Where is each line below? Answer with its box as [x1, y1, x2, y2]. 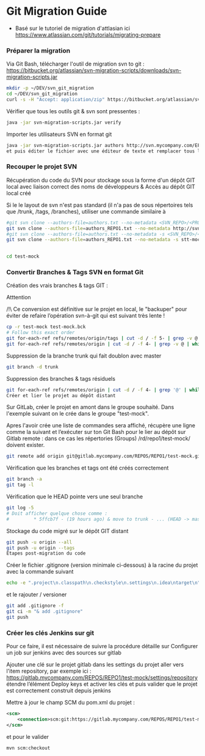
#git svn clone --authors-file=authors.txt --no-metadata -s [6, 231, 165, 237]
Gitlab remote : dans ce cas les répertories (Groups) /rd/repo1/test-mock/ [6, 435, 190, 442]
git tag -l [6, 482, 34, 488]
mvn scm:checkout [6, 745, 51, 751]
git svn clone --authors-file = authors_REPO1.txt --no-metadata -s [6, 237, 179, 243]
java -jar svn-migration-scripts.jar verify [6, 119, 121, 125]
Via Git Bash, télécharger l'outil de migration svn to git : [6, 60, 145, 68]
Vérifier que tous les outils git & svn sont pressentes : [6, 107, 140, 114]
